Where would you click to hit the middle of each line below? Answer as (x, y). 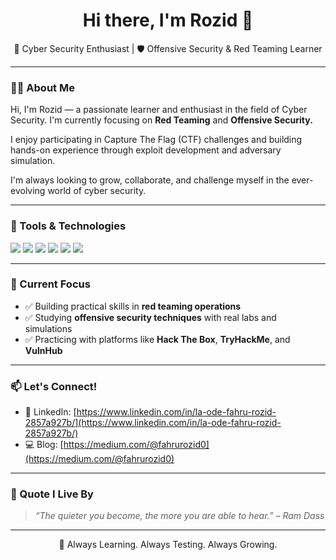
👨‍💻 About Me (42, 87)
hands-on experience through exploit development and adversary (146, 150)
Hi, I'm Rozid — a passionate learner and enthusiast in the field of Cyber (159, 110)
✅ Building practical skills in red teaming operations (133, 306)
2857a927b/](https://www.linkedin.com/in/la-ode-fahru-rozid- (153, 423)
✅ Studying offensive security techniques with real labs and (150, 317)
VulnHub (43, 350)
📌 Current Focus (50, 284)
